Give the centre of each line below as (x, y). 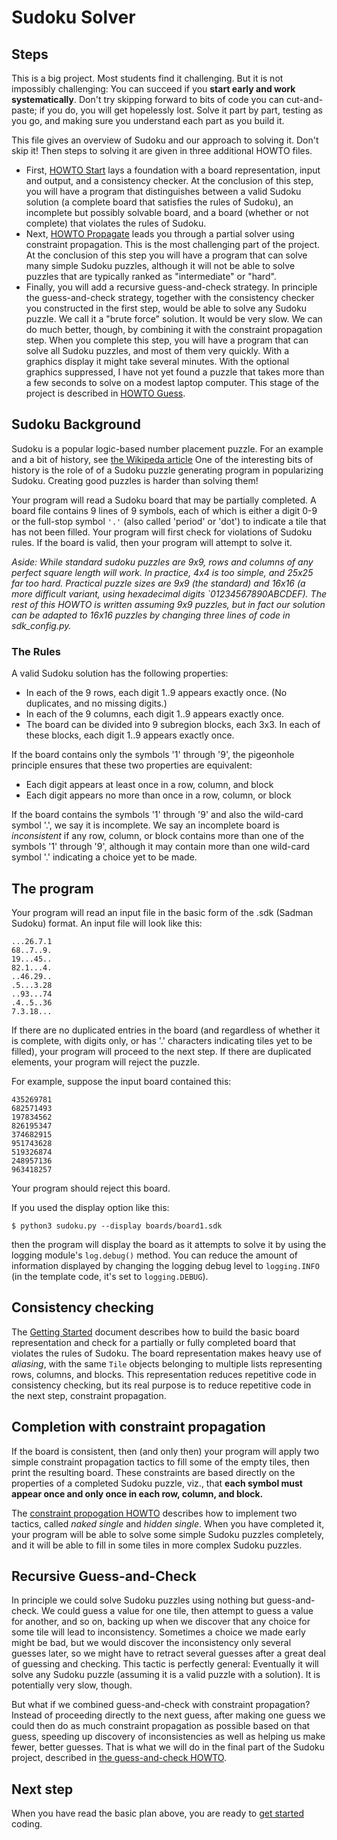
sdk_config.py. (41, 625)
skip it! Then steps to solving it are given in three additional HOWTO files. (162, 150)
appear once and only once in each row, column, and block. (137, 1493)
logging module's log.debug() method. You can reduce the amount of (154, 1255)
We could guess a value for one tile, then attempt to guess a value (177, 1611)
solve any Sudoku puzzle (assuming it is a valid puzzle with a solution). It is (166, 1675)
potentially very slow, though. (72, 1685)
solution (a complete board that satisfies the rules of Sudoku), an (159, 202)
